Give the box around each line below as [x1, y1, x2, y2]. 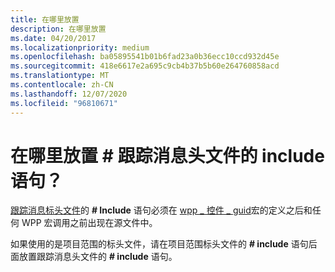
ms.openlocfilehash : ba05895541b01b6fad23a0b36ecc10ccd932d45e [10, 52, 280, 62]
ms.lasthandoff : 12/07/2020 [10, 89, 128, 99]
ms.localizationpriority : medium [10, 42, 150, 53]
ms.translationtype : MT [10, 71, 110, 81]
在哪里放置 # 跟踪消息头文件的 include [10, 144, 325, 167]
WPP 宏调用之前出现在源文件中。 [21, 217, 158, 229]
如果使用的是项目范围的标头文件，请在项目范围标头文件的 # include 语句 [10, 238, 309, 250]
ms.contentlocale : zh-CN [10, 80, 114, 90]
